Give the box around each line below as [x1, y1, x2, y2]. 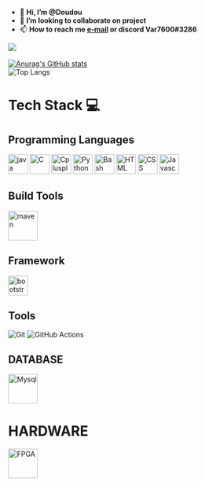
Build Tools [8, 190, 64, 203]
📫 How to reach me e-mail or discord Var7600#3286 [19, 24, 198, 34]
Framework [8, 254, 65, 267]
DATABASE [8, 352, 64, 366]
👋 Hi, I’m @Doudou [19, 8, 82, 17]
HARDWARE [8, 422, 89, 440]
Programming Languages [8, 133, 135, 146]
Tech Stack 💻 [8, 97, 101, 114]
